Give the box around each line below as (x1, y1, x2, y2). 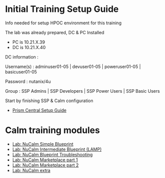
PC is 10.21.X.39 (12, 39, 45, 45)
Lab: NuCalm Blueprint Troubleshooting (12, 151, 93, 157)
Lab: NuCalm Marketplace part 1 (12, 157, 78, 163)
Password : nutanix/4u (5, 78, 51, 84)
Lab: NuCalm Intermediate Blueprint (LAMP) (12, 146, 102, 152)
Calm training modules (5, 125, 100, 136)
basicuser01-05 (5, 68, 37, 75)
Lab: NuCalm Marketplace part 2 (12, 162, 79, 168)
